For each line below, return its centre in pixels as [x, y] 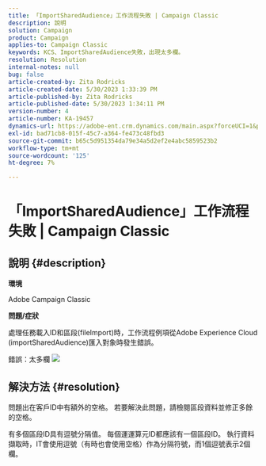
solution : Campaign [40, 30]
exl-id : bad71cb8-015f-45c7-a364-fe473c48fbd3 [86, 133]
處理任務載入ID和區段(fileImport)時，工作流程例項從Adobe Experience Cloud [133, 333]
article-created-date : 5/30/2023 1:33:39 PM [83, 89]
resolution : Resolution [47, 60]
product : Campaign [38, 38]
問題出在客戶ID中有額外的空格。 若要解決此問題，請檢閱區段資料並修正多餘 [131, 407]
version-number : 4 [38, 112]
